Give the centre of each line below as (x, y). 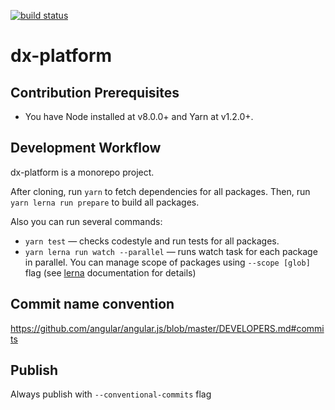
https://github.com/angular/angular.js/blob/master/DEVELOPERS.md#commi (167, 328)
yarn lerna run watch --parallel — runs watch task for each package (171, 251)
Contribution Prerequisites (95, 92)
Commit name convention (92, 304)
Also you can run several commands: (86, 221)
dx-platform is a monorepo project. (82, 172)
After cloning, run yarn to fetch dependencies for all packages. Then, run (160, 191)
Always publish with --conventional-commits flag (111, 394)
